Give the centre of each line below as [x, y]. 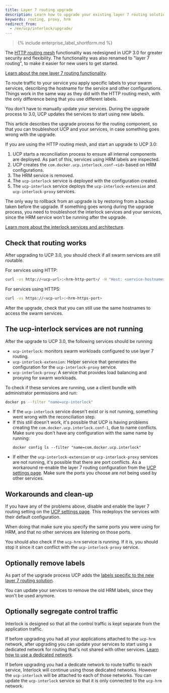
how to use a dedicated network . [39, 655]
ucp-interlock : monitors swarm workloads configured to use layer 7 [83, 351]
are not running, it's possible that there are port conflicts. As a [77, 462]
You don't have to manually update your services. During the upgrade [77, 109]
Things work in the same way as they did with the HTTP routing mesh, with [83, 94]
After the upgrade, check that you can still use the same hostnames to [78, 308]
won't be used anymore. [30, 596]
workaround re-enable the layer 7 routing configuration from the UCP [84, 468]
